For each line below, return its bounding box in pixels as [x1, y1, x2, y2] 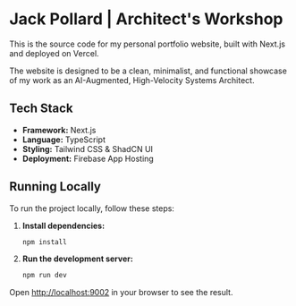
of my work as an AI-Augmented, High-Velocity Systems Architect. [9, 74, 255, 85]
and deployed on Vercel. [9, 47, 100, 58]
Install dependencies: [21, 220, 106, 231]
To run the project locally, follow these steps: [9, 202, 174, 214]
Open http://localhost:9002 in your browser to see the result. [9, 287, 233, 298]
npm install [21, 237, 67, 246]
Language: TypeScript [21, 134, 106, 145]
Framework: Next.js [21, 124, 97, 135]
